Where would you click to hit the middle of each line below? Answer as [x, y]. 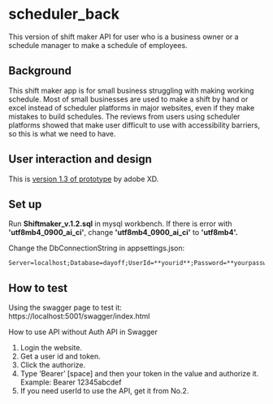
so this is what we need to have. [62, 133]
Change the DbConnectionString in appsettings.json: [97, 248]
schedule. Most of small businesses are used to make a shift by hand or [128, 99]
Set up [25, 204]
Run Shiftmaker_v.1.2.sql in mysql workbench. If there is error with [121, 224]
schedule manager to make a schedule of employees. [98, 45]
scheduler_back [64, 14]
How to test [38, 288]
